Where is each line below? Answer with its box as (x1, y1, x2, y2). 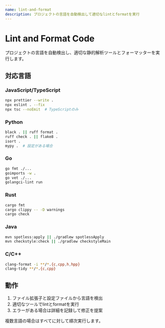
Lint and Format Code (5, 33, 95, 44)
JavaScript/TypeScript (5, 86, 60, 93)
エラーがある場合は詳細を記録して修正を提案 (12, 307, 103, 313)
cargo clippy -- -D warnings (5, 207, 65, 212)
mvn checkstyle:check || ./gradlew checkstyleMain (5, 239, 111, 244)
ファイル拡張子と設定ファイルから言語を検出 (12, 295, 103, 301)
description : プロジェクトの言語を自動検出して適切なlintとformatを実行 (5, 12, 140, 17)
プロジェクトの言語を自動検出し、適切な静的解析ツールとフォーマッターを (5, 50, 156, 55)
